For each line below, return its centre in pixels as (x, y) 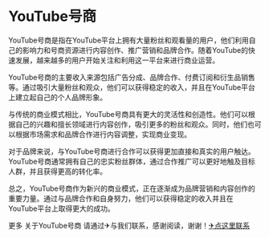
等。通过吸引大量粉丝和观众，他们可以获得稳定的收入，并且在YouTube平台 (132, 87)
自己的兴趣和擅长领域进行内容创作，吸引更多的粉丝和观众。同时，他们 (131, 124)
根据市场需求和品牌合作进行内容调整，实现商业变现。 (103, 134)
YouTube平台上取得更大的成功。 (61, 208)
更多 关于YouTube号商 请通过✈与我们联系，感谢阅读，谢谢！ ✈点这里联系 (129, 225)
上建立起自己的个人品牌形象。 (57, 97)
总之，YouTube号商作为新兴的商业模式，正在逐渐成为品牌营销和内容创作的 (132, 188)
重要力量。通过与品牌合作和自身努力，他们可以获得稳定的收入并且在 (121, 198)
